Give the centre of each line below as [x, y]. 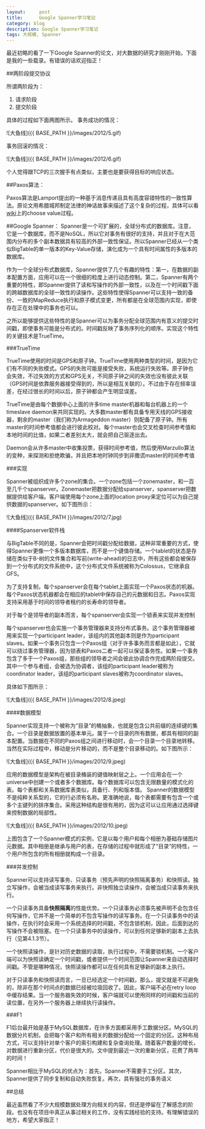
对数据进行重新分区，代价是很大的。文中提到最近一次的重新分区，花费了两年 [103, 1050]
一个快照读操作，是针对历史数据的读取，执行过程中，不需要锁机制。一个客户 [103, 952]
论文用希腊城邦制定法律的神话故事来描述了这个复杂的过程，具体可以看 [110, 206]
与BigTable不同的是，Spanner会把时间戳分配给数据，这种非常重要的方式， [100, 543]
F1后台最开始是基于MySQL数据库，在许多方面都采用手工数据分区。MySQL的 [102, 1028]
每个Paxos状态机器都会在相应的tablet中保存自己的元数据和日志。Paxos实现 [101, 594]
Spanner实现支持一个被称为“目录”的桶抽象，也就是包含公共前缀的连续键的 [99, 726]
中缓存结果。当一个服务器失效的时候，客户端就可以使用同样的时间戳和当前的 [103, 995]
